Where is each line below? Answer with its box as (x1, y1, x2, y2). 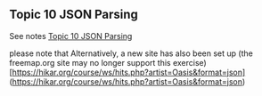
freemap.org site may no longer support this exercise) (9, 57, 207, 68)
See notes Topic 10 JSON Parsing (9, 30, 133, 41)
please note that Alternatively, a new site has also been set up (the (9, 48, 254, 59)
